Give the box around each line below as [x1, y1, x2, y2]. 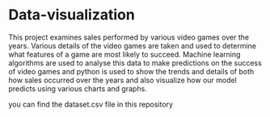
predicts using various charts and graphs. [8, 83, 147, 94]
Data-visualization [8, 6, 135, 24]
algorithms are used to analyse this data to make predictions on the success [8, 58, 263, 68]
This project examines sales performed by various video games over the [8, 32, 250, 42]
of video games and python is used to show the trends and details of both [8, 66, 255, 76]
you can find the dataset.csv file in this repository [8, 99, 174, 109]
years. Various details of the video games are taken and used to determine [8, 40, 257, 50]
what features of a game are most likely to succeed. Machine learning [8, 49, 241, 59]
